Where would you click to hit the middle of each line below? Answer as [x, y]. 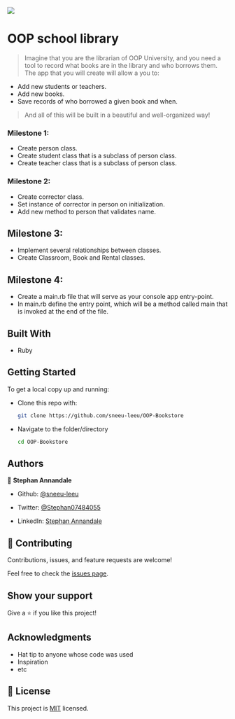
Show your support [50, 595]
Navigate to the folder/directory [63, 429]
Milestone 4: [35, 280]
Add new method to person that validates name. [86, 211]
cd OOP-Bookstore [43, 442]
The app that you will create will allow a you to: [92, 73]
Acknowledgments [50, 637]
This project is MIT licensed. [48, 708]
